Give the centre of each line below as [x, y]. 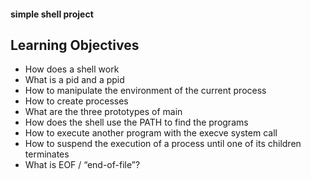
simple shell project [52, 14]
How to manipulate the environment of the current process [145, 91]
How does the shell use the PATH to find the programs [136, 122]
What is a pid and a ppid [74, 80]
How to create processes [76, 101]
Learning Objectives [75, 45]
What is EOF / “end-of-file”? [82, 165]
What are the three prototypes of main [103, 112]
